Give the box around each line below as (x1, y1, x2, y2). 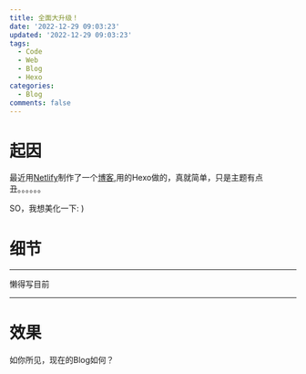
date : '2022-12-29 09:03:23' (9, 22, 120, 31)
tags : (9, 38, 30, 48)
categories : (9, 81, 55, 90)
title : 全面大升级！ (9, 13, 79, 23)
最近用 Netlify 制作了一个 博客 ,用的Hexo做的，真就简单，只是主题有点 (9, 172, 264, 183)
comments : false (9, 98, 71, 108)
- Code (17, 47, 43, 57)
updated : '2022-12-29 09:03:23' (9, 30, 132, 39)
